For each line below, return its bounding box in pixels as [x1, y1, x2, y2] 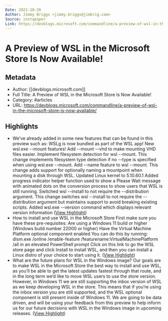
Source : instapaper [5, 16, 46, 21]
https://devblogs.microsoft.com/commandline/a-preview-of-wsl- [23, 102, 157, 108]
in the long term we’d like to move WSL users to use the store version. [12, 273, 156, 280]
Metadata [5, 73, 36, 81]
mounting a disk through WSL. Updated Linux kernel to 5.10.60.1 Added [12, 173, 158, 179]
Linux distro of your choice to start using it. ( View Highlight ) [12, 252, 135, 258]
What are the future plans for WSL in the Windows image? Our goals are [12, 258, 161, 264]
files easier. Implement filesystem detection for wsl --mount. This [12, 151, 147, 157]
